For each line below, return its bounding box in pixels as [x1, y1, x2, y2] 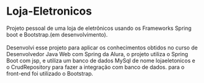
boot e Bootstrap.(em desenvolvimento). [6, 31, 108, 38]
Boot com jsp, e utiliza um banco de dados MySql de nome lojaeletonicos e [6, 57, 195, 64]
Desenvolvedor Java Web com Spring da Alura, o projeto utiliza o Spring [6, 50, 188, 57]
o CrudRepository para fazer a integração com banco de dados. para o [6, 63, 185, 71]
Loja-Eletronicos [6, 4, 92, 18]
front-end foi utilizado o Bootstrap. [6, 70, 93, 77]
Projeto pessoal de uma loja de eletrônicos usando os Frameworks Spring [6, 24, 192, 32]
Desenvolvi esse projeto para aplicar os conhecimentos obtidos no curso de [6, 44, 198, 51]
